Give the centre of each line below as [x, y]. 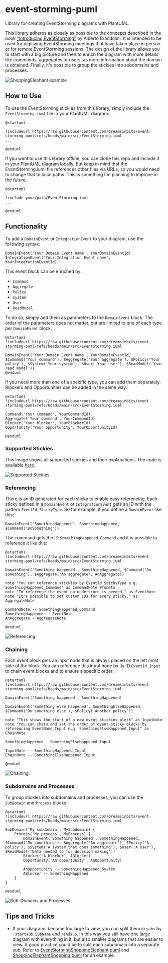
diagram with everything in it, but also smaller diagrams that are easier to [88, 939]
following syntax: [23, 244]
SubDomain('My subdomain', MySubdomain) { [50, 829]
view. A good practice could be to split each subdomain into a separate [86, 944]
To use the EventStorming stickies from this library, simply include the [77, 108]
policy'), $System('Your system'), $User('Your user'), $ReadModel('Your [84, 364]
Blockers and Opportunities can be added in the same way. [66, 387]
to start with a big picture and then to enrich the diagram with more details [82, 54]
